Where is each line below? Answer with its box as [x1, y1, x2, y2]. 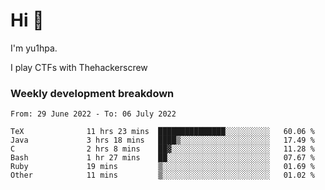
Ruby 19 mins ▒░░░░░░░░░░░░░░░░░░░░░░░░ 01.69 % [10, 162, 315, 172]
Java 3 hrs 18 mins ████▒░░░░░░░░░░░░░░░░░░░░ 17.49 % [10, 135, 315, 146]
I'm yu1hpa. [10, 42, 58, 54]
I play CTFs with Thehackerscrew [10, 61, 148, 73]
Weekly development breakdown [10, 86, 175, 100]
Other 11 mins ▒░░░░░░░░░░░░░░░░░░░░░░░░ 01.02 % [10, 170, 315, 181]
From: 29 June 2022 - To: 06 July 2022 [10, 109, 177, 119]
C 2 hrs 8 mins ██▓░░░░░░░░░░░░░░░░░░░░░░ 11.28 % [10, 144, 315, 154]
